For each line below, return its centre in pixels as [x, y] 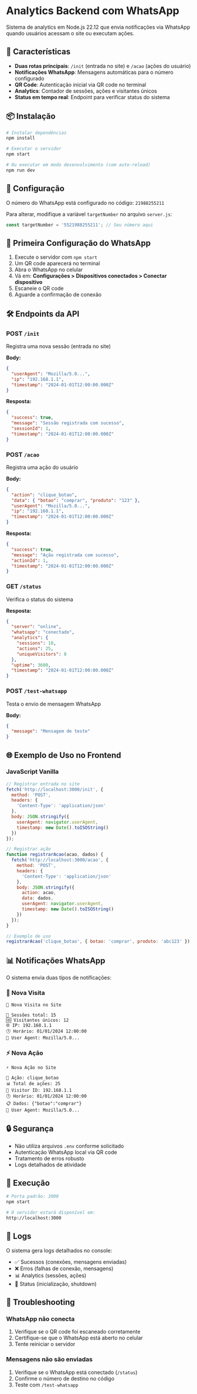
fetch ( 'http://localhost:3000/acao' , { [60, 860]
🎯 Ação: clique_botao [33, 1078]
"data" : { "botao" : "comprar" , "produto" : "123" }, [76, 500]
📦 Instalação [31, 117]
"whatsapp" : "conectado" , [43, 632]
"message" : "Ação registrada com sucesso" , [65, 555]
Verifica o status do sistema [40, 599]
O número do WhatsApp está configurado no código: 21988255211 [85, 202]
